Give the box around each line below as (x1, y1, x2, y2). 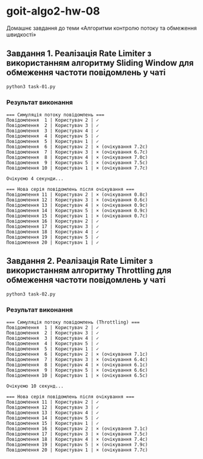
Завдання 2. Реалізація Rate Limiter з (6, 256, 153, 266)
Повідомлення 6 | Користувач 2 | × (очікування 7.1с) (6, 351, 148, 357)
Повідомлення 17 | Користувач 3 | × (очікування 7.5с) (6, 430, 148, 437)
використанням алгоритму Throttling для (6, 266, 172, 276)
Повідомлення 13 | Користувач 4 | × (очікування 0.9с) (6, 202, 148, 208)
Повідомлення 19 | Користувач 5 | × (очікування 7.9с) (6, 441, 148, 447)
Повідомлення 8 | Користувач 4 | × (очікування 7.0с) (6, 154, 148, 160)
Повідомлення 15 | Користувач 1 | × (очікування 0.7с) (6, 213, 148, 219)
